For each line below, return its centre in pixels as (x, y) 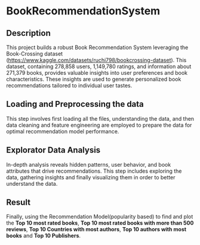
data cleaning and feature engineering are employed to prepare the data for (99, 125)
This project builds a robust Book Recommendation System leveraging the (97, 47)
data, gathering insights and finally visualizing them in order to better (91, 177)
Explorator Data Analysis (53, 150)
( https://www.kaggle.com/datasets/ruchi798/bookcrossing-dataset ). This (96, 60)
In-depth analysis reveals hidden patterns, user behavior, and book (89, 164)
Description (28, 33)
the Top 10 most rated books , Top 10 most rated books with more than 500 (100, 223)
